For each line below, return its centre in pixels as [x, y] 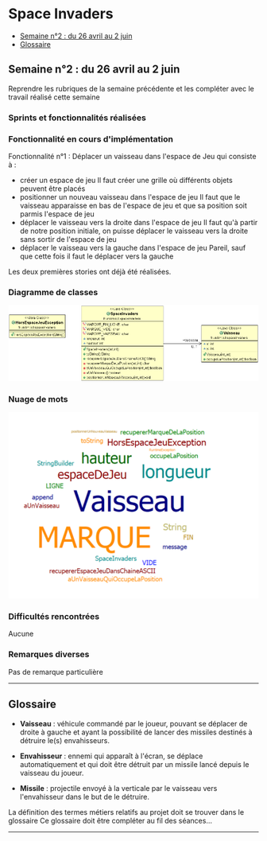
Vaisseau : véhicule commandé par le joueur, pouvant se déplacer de [133, 723]
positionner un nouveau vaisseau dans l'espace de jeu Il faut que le [130, 197]
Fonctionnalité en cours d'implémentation [91, 138]
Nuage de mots [39, 399]
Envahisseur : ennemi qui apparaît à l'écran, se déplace [111, 756]
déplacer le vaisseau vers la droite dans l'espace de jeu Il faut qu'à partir [139, 222]
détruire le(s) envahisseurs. [64, 740]
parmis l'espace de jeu [57, 214]
